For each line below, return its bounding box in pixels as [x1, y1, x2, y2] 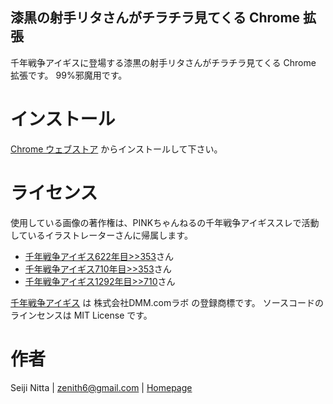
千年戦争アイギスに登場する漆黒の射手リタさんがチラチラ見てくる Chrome [10, 56, 317, 68]
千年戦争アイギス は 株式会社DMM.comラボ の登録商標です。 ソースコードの [10, 296, 325, 308]
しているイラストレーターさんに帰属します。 [10, 229, 193, 241]
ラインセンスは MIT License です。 [10, 309, 153, 321]
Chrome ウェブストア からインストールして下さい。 [10, 143, 223, 155]
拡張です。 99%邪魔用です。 [10, 69, 128, 81]
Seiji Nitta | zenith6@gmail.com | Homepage [10, 381, 193, 393]
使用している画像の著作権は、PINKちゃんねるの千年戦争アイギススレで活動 [10, 216, 320, 228]
